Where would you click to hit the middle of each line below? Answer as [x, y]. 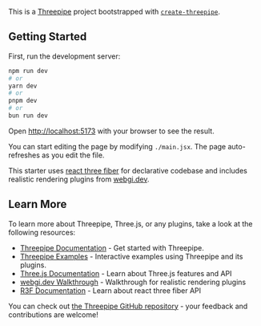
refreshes [24, 155]
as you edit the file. [73, 155]
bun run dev [28, 116]
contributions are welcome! [53, 314]
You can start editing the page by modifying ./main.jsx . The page [117, 146]
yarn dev [23, 86]
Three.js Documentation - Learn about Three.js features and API [126, 273]
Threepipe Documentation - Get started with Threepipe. [112, 247]
